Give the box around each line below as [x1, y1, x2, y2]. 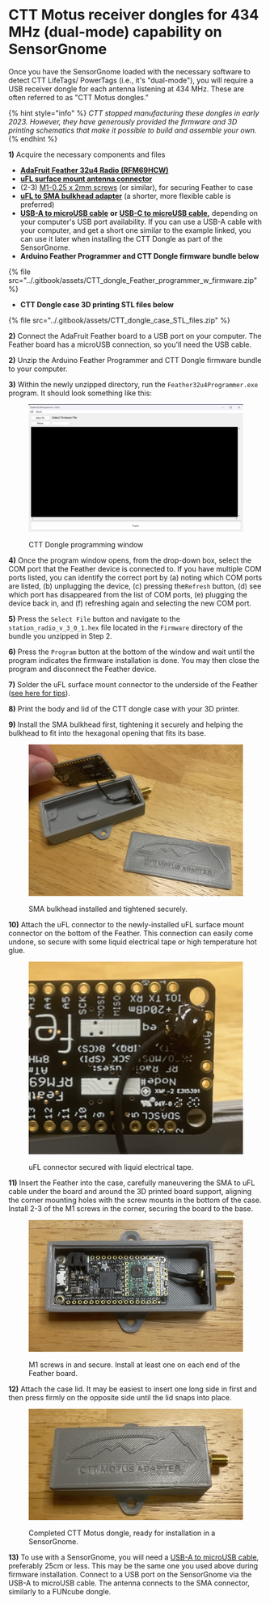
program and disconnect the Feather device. [8, 665, 157, 674]
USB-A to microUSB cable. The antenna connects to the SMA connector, [8, 1578, 251, 1588]
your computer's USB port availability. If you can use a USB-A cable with [19, 217, 263, 226]
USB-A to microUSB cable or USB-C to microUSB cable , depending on [19, 208, 259, 217]
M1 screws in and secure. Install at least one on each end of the [28, 1360, 241, 1370]
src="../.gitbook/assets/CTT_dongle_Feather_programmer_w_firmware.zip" [8, 275, 257, 285]
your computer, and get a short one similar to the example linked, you [19, 225, 251, 235]
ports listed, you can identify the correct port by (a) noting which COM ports [8, 572, 263, 583]
